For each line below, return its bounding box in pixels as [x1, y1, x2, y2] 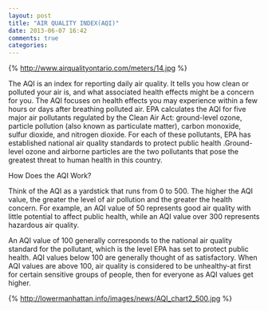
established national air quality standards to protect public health [8, 138, 222, 148]
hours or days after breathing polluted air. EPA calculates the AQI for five [8, 105, 246, 114]
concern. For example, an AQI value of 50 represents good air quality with [8, 203, 251, 213]
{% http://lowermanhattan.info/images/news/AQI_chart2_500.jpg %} [8, 293, 233, 304]
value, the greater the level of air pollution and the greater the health [8, 195, 233, 205]
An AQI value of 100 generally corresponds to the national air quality [8, 236, 233, 245]
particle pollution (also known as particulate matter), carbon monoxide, [8, 122, 242, 131]
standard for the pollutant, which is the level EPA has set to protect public [8, 245, 249, 254]
